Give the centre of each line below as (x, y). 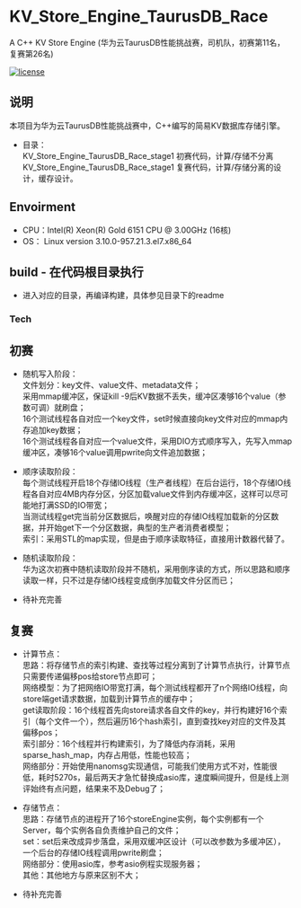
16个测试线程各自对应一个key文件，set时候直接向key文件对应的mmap (151, 419)
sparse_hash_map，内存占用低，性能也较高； (107, 754)
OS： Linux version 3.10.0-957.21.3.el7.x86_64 (107, 241)
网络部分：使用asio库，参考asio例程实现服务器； (112, 863)
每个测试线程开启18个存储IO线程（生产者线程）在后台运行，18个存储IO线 (157, 483)
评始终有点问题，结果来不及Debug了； (94, 789)
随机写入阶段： (50, 374)
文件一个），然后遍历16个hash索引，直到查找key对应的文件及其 (170, 721)
